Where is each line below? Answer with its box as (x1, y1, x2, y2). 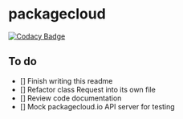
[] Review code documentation (19, 93, 122, 103)
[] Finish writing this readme (19, 76, 113, 85)
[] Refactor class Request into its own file (19, 84, 157, 94)
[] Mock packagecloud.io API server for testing (19, 101, 175, 111)
